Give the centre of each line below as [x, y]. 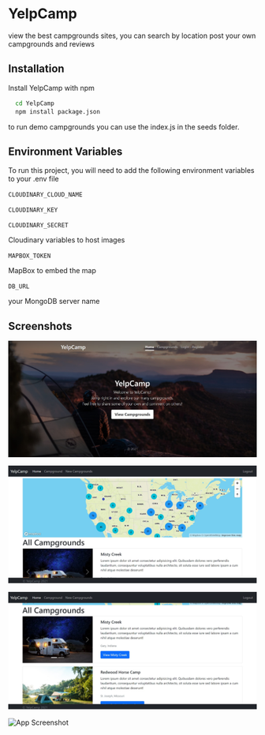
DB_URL [19, 287]
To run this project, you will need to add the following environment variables [131, 171]
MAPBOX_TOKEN [30, 256]
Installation [36, 69]
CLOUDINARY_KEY [33, 210]
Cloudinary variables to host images [67, 240]
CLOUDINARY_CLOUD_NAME [45, 195]
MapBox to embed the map [52, 271]
